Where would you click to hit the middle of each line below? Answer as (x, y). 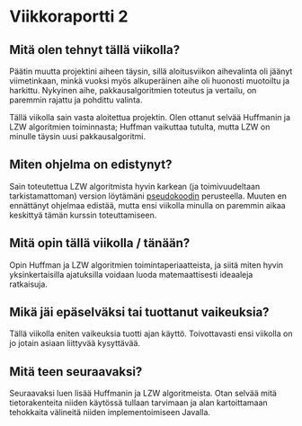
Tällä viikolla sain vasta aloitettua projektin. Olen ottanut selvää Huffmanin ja (150, 117)
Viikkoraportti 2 (69, 17)
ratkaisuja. (28, 284)
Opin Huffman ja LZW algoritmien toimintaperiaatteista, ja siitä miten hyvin (147, 265)
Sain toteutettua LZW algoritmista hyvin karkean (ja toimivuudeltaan (135, 186)
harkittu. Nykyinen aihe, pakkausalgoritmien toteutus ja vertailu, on (133, 90)
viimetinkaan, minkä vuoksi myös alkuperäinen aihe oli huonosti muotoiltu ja (150, 81)
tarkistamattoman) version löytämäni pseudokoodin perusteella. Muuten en (148, 196)
